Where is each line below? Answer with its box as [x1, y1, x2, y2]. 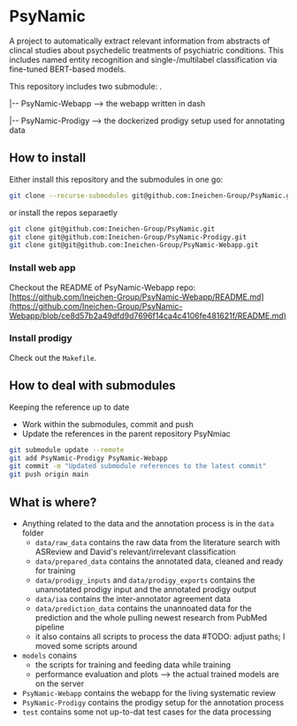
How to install [9, 151, 87, 166]
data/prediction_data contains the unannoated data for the [34, 603, 252, 613]
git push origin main [9, 470, 89, 480]
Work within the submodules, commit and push [21, 418, 194, 429]
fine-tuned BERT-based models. [9, 64, 126, 74]
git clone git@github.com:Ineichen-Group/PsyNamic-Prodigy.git [9, 232, 247, 241]
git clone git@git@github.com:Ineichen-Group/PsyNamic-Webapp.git [9, 241, 259, 250]
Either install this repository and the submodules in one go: [9, 174, 224, 184]
